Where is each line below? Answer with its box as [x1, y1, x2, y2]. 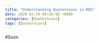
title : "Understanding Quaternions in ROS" [5, 7, 95, 12]
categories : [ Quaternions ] [5, 16, 60, 21]
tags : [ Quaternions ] [5, 21, 47, 26]
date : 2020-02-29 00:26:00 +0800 [5, 12, 73, 17]
